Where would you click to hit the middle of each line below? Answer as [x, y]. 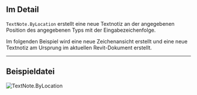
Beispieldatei [30, 72]
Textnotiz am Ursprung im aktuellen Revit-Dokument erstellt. [79, 48]
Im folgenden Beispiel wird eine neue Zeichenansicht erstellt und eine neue [97, 41]
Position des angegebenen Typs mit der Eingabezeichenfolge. [81, 30]
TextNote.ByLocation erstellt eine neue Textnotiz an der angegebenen [90, 23]
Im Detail [23, 10]
